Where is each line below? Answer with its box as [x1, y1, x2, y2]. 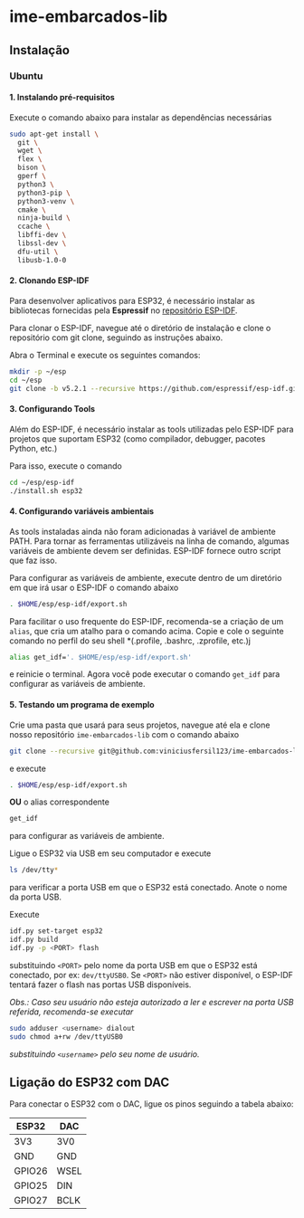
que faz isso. [9, 555, 58, 566]
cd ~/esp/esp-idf [9, 478, 75, 487]
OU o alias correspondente [9, 796, 110, 807]
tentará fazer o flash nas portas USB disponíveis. [9, 979, 192, 990]
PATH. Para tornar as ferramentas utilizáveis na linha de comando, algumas [9, 536, 290, 547]
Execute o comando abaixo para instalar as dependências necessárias [9, 111, 272, 123]
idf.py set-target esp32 [9, 927, 103, 936]
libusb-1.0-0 [17, 255, 67, 264]
